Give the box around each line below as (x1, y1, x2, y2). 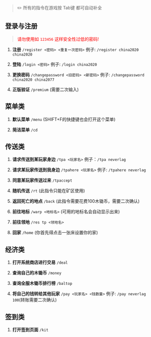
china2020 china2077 (12, 77, 55, 82)
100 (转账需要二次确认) (12, 297, 57, 303)
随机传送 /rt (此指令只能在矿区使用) (12, 188, 85, 194)
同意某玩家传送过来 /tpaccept (12, 177, 73, 184)
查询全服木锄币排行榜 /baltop (12, 280, 72, 286)
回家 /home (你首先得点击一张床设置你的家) (12, 230, 98, 236)
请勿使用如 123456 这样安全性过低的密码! (17, 36, 99, 42)
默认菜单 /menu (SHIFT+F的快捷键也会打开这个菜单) (12, 116, 116, 122)
